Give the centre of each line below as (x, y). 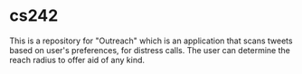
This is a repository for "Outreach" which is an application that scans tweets (151, 41)
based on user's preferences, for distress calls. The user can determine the (150, 50)
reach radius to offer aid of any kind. (77, 60)
